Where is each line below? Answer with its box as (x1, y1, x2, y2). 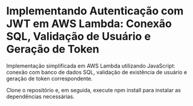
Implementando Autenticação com (6, 4, 184, 18)
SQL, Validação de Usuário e (6, 30, 151, 43)
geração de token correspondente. (6, 75, 93, 82)
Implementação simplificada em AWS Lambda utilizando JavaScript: (6, 62, 176, 69)
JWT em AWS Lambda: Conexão (6, 17, 172, 31)
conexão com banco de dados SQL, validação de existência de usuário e (6, 68, 188, 75)
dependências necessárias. (6, 93, 75, 100)
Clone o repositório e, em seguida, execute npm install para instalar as (6, 86, 181, 93)
